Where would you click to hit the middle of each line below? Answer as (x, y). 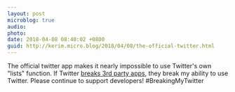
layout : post (26, 14)
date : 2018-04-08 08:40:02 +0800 (56, 40)
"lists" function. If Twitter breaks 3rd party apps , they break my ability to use (118, 73)
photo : (17, 33)
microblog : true (31, 20)
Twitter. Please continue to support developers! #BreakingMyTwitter (106, 80)
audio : (17, 26)
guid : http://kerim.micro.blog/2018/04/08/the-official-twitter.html (111, 46)
